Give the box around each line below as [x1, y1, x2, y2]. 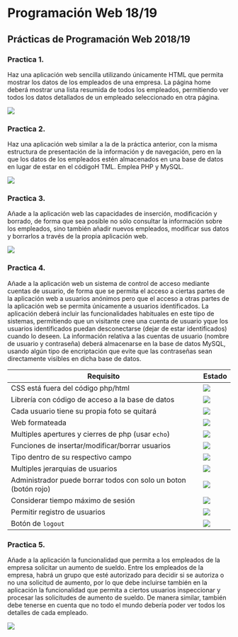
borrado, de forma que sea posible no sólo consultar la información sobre [7, 217, 223, 226]
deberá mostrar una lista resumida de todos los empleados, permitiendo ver [7, 85, 229, 93]
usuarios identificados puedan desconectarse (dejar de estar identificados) [7, 324, 227, 333]
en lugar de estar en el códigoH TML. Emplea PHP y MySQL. [7, 163, 184, 171]
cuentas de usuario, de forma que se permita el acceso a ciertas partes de [7, 287, 225, 295]
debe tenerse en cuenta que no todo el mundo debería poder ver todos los [7, 601, 225, 609]
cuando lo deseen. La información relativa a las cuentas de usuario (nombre [7, 331, 229, 340]
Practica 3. [7, 193, 46, 203]
